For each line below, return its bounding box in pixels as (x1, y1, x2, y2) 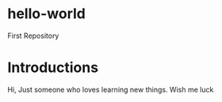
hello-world (7, 5, 86, 23)
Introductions (7, 59, 99, 77)
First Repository (7, 31, 59, 40)
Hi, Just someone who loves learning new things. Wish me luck (7, 85, 214, 94)
